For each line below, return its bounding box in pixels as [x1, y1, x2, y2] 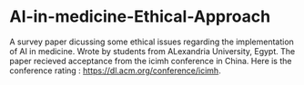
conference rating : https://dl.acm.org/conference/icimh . [9, 65, 221, 76]
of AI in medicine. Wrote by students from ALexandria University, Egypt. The [9, 45, 296, 56]
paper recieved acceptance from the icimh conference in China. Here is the [9, 55, 292, 66]
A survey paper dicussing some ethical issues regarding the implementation [9, 36, 294, 47]
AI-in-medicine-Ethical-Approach [9, 6, 271, 27]
